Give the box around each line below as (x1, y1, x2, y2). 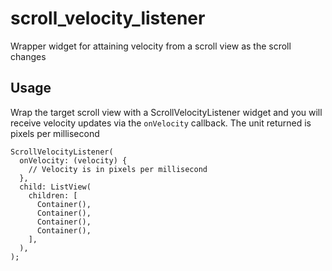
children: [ (28, 190, 78, 201)
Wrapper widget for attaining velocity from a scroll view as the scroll (10, 40, 292, 52)
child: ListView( (19, 182, 92, 192)
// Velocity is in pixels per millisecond (28, 164, 208, 174)
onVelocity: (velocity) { (19, 155, 128, 166)
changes (10, 50, 47, 62)
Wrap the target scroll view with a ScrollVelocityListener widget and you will (10, 106, 323, 118)
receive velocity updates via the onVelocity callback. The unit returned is (10, 117, 312, 129)
